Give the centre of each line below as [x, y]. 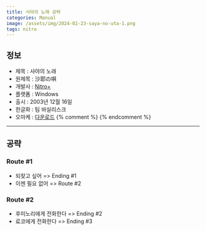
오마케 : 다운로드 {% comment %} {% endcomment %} [83, 117]
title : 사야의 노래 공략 [34, 12]
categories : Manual [31, 18]
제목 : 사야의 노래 [36, 71]
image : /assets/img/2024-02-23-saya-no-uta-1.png [71, 23]
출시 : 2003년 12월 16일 [44, 102]
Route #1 [19, 161]
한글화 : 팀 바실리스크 [40, 109]
